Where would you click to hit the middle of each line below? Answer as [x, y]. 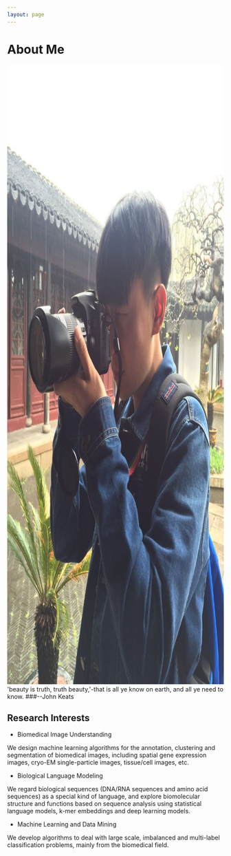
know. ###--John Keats [41, 696]
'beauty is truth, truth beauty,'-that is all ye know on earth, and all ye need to [115, 689]
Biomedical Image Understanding [64, 735]
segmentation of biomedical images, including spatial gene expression [107, 755]
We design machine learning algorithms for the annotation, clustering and [111, 748]
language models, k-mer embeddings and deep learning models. [99, 811]
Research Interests [48, 718]
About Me [36, 49]
